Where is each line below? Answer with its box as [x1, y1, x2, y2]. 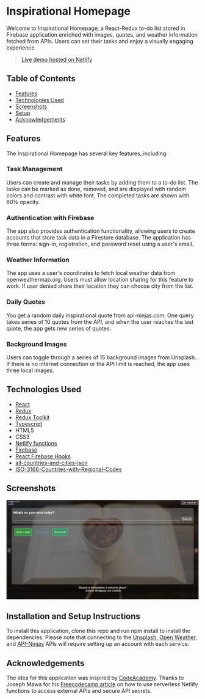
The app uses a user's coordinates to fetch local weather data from [6, 269, 176, 277]
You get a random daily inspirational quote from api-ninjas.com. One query [6, 312, 194, 319]
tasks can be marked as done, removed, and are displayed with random [6, 185, 187, 192]
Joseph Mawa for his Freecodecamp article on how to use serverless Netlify [6, 681, 198, 688]
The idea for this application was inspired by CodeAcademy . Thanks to [6, 674, 184, 682]
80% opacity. [6, 198, 40, 205]
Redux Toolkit [15, 414, 50, 421]
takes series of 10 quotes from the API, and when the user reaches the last [6, 318, 194, 325]
